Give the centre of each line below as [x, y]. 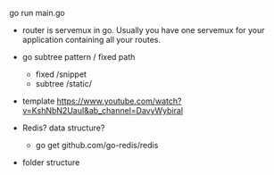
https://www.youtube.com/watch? [119, 101]
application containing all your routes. [91, 40]
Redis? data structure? [63, 128]
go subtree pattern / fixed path [79, 57]
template [38, 101]
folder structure [51, 162]
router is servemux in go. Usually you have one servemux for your [143, 30]
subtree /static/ [63, 83]
